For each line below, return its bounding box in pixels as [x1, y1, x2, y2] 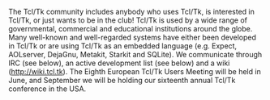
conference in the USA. [8, 84, 87, 94]
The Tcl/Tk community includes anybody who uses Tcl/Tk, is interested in [8, 7, 255, 16]
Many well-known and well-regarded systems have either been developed [8, 32, 257, 42]
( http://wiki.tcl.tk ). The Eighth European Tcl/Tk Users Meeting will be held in [8, 67, 261, 76]
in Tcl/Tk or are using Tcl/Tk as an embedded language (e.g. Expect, [8, 41, 238, 51]
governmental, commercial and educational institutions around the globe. [8, 24, 253, 33]
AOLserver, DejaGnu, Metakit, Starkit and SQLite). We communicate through [8, 50, 263, 59]
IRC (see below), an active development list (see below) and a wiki [8, 58, 230, 68]
